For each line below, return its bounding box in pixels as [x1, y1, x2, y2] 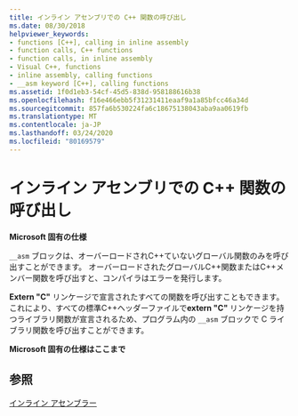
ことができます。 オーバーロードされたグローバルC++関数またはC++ [24, 261, 277, 272]
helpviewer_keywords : [9, 29, 90, 38]
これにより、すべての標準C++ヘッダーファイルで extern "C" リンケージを [9, 302, 278, 313]
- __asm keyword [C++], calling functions [9, 79, 169, 88]
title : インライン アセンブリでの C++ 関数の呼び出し [9, 12, 187, 22]
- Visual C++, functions [9, 63, 101, 72]
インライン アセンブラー [9, 397, 98, 408]
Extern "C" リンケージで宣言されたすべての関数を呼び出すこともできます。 [9, 291, 285, 302]
